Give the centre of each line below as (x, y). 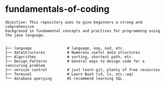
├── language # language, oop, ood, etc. (65, 48)
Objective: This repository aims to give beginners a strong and (74, 22)
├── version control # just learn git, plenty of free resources (83, 70)
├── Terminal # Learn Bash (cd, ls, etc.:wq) (69, 74)
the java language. (25, 35)
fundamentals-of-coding (57, 9)
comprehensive (20, 26)
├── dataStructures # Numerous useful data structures (73, 52)
